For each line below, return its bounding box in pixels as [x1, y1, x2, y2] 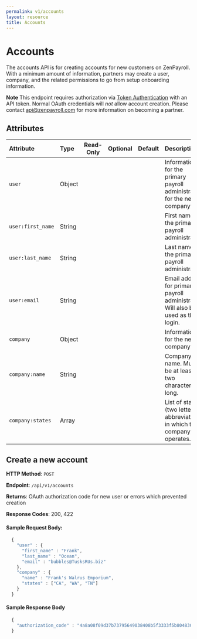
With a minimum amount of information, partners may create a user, [6, 70, 170, 77]
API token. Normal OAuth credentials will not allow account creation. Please [6, 100, 189, 107]
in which [164, 420, 188, 428]
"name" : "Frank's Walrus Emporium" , [21, 575, 114, 581]
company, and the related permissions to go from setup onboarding [6, 77, 169, 84]
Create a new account [6, 455, 88, 464]
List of [164, 398, 182, 406]
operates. [164, 435, 191, 443]
